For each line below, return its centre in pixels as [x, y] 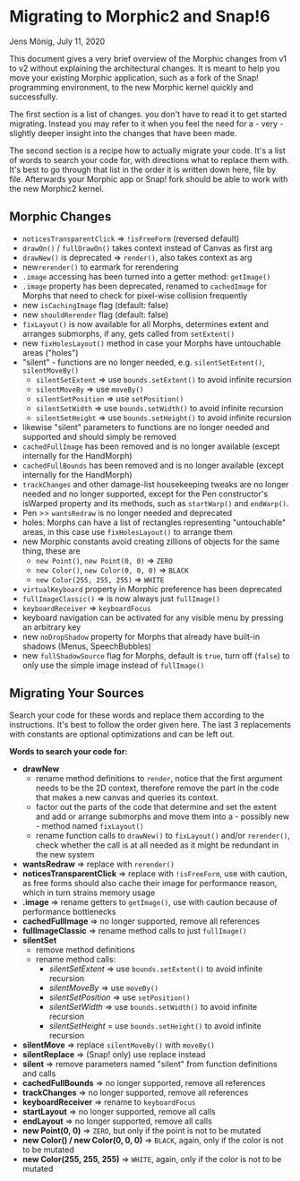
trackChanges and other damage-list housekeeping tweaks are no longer [155, 484]
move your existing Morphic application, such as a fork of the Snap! [134, 77]
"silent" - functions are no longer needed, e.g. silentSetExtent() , [144, 362]
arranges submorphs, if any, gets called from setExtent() [129, 333]
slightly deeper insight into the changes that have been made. [123, 133]
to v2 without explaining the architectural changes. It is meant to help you [145, 68]
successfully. [34, 97]
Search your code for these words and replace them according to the [137, 715]
